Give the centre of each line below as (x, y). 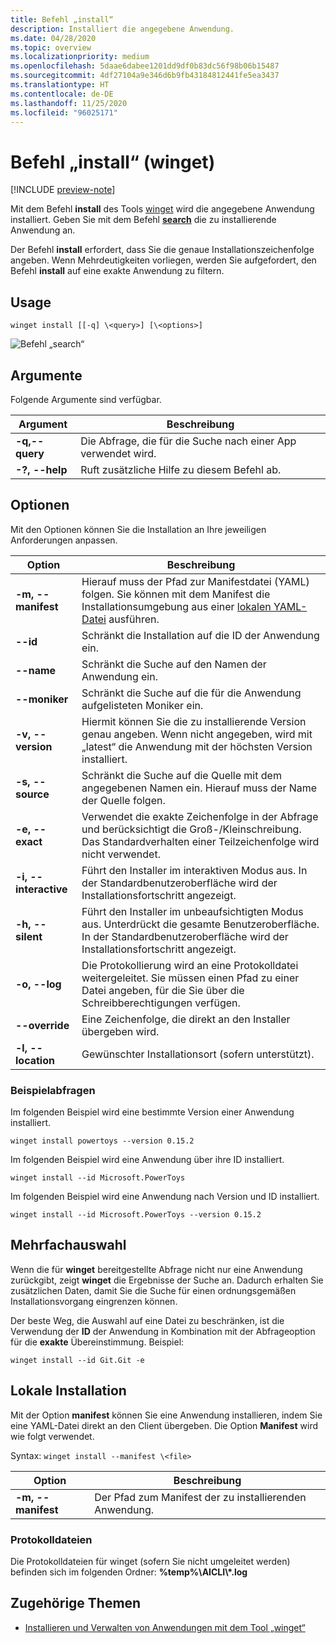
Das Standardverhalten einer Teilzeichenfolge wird (200, 841)
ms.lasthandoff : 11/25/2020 (69, 103)
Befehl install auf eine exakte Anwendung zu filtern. (117, 271)
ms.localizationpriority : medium (80, 57)
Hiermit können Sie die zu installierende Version (194, 721)
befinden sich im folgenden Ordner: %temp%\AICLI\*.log (129, 1572)
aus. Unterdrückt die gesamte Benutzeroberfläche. (200, 924)
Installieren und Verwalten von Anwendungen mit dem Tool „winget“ (165, 1627)
